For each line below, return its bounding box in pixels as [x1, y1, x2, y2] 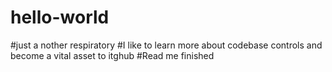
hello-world [10, 6, 110, 29]
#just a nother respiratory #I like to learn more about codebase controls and [10, 39, 323, 51]
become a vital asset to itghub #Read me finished [10, 49, 215, 61]
